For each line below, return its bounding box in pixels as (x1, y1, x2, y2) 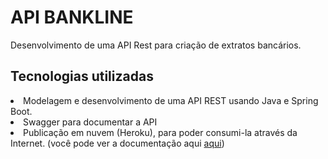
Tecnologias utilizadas (10, 68, 154, 85)
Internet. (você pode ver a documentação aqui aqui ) (10, 137, 225, 149)
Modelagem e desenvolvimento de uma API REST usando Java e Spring (23, 94, 319, 106)
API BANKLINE (10, 6, 134, 29)
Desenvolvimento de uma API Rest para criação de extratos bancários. (10, 39, 302, 51)
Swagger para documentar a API (23, 116, 158, 128)
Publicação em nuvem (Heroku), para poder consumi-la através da (23, 126, 298, 138)
